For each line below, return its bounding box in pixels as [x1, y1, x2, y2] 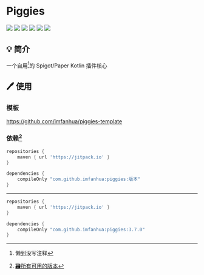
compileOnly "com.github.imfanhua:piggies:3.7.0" [17, 226, 146, 233]
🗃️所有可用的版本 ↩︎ [15, 262, 64, 270]
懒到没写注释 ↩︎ [15, 250, 53, 257]
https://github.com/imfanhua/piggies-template [6, 118, 123, 125]
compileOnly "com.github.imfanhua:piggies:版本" [17, 176, 141, 183]
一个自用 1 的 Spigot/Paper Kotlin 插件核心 [6, 61, 107, 69]
